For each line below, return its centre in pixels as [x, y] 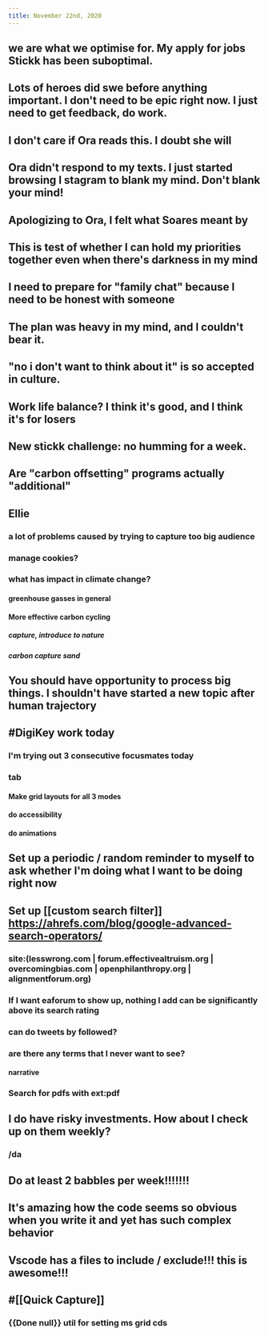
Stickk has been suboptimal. [81, 61]
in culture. [34, 379]
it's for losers [42, 419]
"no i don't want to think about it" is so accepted [131, 367]
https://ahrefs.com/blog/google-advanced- [120, 923]
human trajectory [53, 706]
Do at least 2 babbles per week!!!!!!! [99, 1180]
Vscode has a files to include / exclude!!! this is [128, 1260]
